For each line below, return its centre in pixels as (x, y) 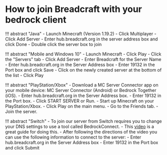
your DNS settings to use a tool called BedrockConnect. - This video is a (79, 126)
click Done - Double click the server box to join (53, 44)
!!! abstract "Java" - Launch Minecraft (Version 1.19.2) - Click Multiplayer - (81, 33)
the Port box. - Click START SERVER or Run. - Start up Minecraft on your (79, 100)
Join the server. (21, 111)
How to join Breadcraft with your (74, 9)
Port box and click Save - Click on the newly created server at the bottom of (83, 70)
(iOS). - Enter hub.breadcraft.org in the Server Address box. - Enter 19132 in (83, 95)
